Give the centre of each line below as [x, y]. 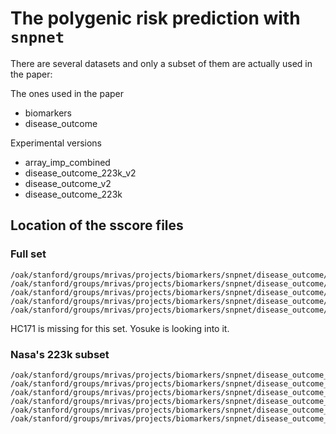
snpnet [37, 37]
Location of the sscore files [97, 225]
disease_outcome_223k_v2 [80, 173]
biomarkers [48, 113]
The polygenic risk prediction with [155, 18]
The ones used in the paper [67, 93]
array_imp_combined [67, 162]
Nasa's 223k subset [60, 354]
